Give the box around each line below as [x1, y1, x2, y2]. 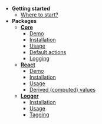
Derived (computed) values [29, 86, 96, 93]
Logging [29, 55, 50, 62]
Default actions [29, 49, 67, 55]
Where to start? [20, 11, 58, 18]
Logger [20, 92, 39, 99]
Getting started [11, 5, 50, 12]
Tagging [29, 111, 50, 118]
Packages [11, 18, 37, 24]
